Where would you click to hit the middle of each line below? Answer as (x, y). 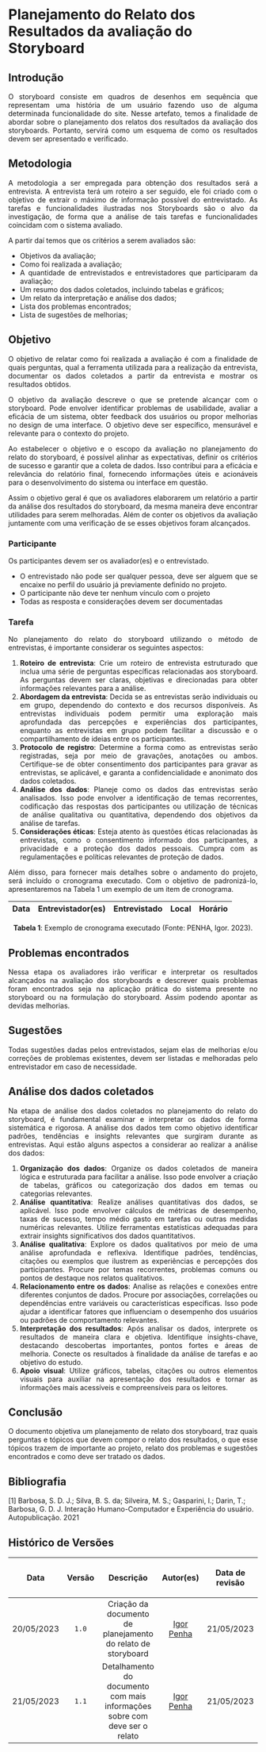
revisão (231, 1583)
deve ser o (128, 1726)
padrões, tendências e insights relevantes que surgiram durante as (133, 1135)
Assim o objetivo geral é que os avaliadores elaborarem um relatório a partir (133, 498)
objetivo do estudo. (51, 1362)
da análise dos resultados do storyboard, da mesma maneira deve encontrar (133, 506)
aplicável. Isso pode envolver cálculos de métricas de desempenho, (139, 1210)
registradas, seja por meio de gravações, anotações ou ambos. (139, 756)
